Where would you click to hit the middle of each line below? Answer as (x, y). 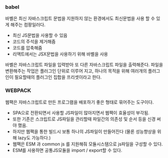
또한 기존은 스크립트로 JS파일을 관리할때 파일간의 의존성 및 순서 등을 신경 (84, 119)
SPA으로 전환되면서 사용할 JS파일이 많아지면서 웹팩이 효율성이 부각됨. (81, 112)
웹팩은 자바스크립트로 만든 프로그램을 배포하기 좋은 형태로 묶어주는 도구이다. (79, 102)
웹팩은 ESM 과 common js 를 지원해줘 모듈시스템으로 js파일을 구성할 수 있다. (88, 144)
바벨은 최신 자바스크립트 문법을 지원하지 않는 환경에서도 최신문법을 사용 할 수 (80, 18)
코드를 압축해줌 (27, 48)
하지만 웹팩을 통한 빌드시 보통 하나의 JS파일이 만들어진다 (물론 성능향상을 (84, 131)
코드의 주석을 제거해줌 (34, 41)
